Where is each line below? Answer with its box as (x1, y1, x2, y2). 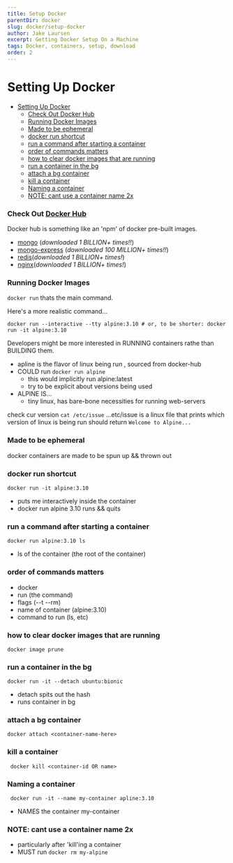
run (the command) (17, 591, 73, 599)
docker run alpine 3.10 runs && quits (17, 504, 121, 512)
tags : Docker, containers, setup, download (7, 43, 136, 50)
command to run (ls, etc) (17, 612, 89, 621)
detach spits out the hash (17, 691, 91, 699)
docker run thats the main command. (7, 294, 114, 302)
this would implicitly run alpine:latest (27, 375, 133, 383)
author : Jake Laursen (7, 29, 70, 37)
